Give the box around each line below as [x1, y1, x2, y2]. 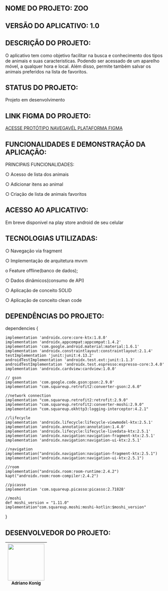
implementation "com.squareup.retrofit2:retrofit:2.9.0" [5, 398, 128, 403]
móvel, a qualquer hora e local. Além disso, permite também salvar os [5, 63, 151, 69]
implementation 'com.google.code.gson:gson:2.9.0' [5, 380, 115, 385]
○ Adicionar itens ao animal [5, 181, 63, 188]
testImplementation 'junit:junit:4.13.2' [5, 353, 94, 358]
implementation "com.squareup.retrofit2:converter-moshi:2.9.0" [5, 402, 144, 407]
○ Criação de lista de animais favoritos [5, 191, 87, 197]
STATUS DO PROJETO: [5, 83, 79, 92]
